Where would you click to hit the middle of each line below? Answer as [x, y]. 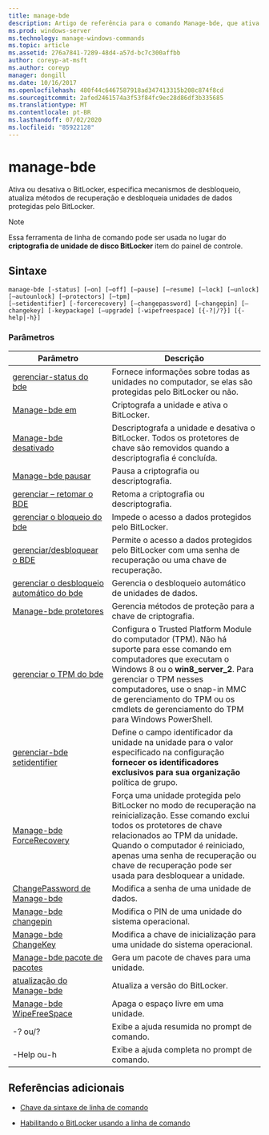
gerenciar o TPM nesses [158, 679]
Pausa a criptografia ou [156, 471]
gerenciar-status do [50, 376]
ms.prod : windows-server [50, 30]
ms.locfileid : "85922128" [51, 127]
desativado [33, 448]
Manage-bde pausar [52, 476]
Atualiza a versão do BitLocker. [170, 985]
